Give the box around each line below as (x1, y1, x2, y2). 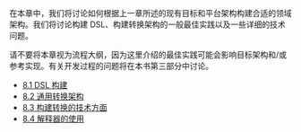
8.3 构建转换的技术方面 (21, 102, 107, 112)
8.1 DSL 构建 (21, 80, 68, 90)
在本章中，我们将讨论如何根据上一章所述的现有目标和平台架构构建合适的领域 (9, 8, 292, 18)
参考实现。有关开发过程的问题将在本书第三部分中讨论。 (9, 61, 213, 71)
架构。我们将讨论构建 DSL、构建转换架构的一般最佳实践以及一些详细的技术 (9, 19, 286, 30)
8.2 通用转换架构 (21, 91, 84, 101)
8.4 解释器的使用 (21, 113, 85, 124)
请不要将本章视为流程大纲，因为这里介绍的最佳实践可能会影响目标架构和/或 (9, 49, 288, 60)
